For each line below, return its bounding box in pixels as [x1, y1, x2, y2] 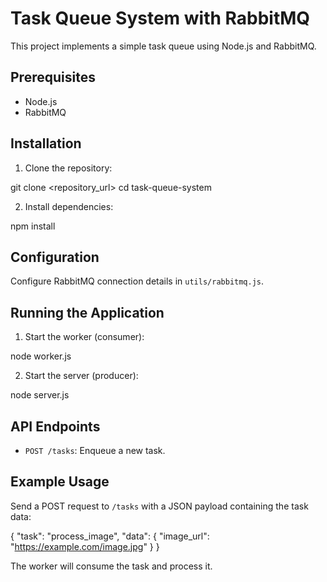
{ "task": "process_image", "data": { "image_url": [10, 530, 210, 542]
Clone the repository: [24, 162, 113, 174]
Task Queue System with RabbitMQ [10, 7, 311, 30]
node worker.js [10, 350, 72, 362]
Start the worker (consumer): [24, 331, 145, 343]
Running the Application [10, 304, 165, 321]
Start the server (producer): [24, 370, 139, 382]
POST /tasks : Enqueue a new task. [24, 445, 166, 456]
